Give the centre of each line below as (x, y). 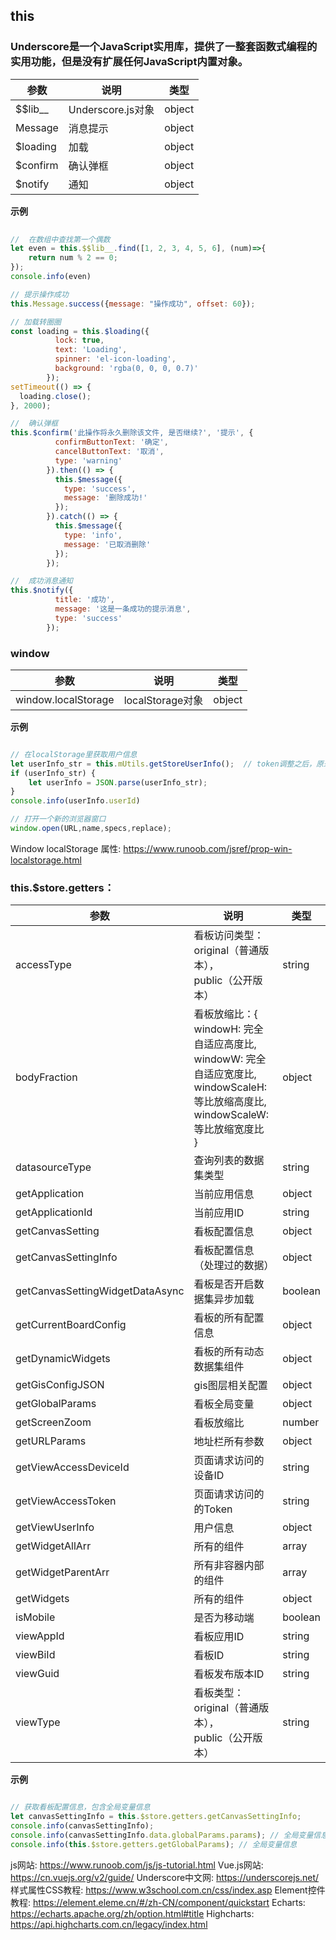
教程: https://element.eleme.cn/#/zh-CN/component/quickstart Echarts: (158, 1902)
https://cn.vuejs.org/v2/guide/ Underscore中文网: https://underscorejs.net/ (165, 1877)
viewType (38, 1722)
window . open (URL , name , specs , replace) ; (91, 829)
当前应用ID (219, 1213)
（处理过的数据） (234, 1266)
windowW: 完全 (230, 1059)
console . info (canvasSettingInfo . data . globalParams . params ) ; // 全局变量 (162, 1835)
